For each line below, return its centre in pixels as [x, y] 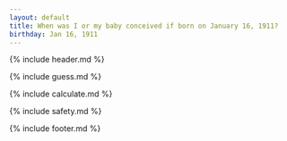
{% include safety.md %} [56, 112]
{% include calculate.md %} [61, 94]
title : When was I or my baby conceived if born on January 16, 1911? [144, 26]
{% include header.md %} [57, 60]
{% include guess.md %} [55, 77]
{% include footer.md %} [55, 129]
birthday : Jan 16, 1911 [54, 34]
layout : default [39, 17]
